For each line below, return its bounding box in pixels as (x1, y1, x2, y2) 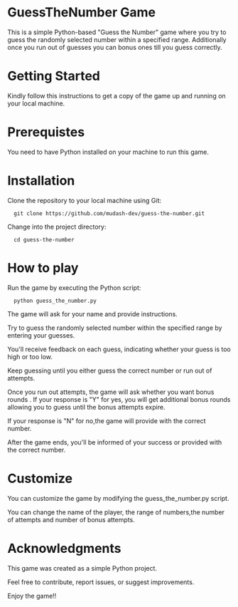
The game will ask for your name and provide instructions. (7, 309, 178, 318)
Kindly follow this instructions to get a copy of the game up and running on (7, 91, 226, 100)
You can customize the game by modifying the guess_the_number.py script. (7, 494, 229, 502)
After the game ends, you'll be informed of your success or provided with (7, 437, 222, 446)
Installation (7, 172, 75, 189)
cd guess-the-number (13, 236, 75, 243)
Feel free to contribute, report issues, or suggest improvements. (7, 578, 195, 586)
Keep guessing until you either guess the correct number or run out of (7, 366, 212, 375)
